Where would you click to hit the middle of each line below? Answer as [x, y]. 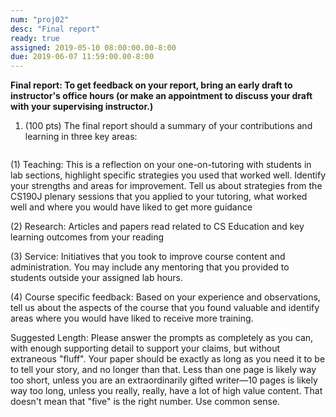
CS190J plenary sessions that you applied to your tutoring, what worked [159, 197]
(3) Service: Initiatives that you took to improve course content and [148, 257]
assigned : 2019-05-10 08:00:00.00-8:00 [93, 47]
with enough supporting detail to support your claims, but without [145, 348]
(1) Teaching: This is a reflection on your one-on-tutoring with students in [161, 165]
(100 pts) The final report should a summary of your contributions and [168, 126]
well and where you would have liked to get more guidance [131, 207]
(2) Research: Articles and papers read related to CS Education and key [157, 227]
